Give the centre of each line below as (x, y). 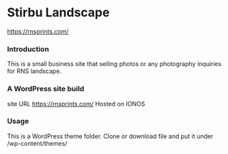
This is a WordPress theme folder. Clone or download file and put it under (110, 136)
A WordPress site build (46, 89)
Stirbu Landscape (58, 13)
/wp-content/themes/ (37, 143)
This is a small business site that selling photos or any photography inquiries (114, 64)
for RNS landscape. (34, 71)
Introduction (28, 49)
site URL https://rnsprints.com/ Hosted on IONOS (76, 104)
